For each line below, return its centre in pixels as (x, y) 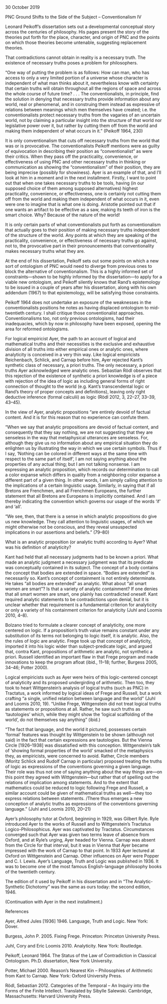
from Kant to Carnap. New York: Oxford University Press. (64, 976)
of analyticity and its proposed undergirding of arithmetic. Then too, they (80, 682)
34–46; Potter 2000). (27, 667)
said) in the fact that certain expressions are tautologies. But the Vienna (79, 740)
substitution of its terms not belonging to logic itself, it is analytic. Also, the (82, 636)
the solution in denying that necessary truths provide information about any (83, 99)
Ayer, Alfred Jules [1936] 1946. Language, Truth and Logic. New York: (77, 921)
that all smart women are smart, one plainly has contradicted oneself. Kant (82, 594)
